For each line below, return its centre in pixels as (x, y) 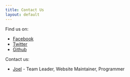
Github (20, 49)
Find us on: (17, 29)
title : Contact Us (25, 10)
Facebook (23, 39)
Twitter (20, 44)
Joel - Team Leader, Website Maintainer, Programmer (69, 69)
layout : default (22, 15)
